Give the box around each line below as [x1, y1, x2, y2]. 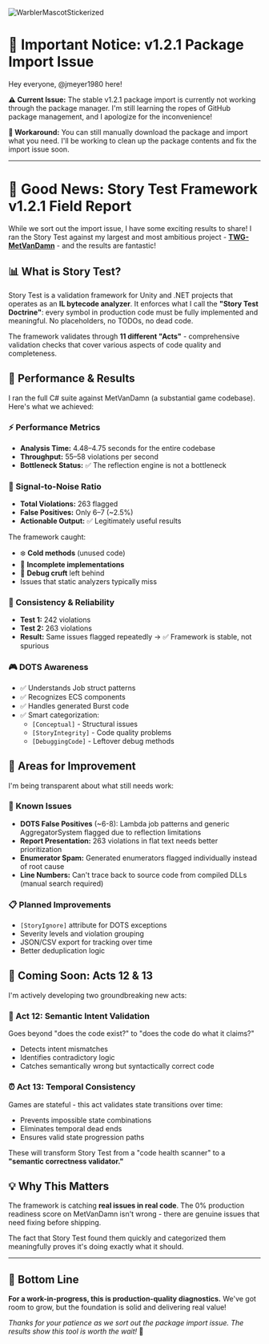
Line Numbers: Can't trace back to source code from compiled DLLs [19, 870, 247, 879]
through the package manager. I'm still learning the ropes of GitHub [8, 103, 231, 112]
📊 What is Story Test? [8, 265, 122, 278]
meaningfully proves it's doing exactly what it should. [8, 1242, 184, 1252]
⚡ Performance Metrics [8, 422, 101, 433]
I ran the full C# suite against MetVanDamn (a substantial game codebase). [8, 393, 255, 403]
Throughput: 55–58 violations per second [19, 452, 159, 461]
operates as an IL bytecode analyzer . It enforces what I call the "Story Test [8, 298, 259, 308]
